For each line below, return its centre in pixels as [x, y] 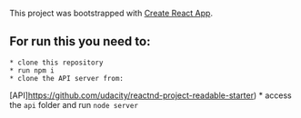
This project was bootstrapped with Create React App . [111, 13]
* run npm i [32, 70]
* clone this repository [56, 63]
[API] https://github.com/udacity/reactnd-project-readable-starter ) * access [151, 95]
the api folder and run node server [74, 104]
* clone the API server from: [67, 78]
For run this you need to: [80, 41]
